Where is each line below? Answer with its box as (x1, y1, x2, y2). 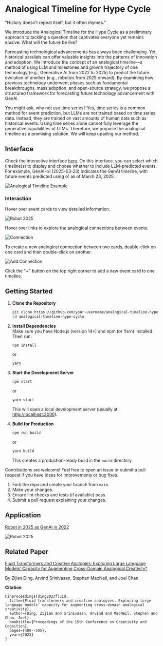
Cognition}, (5, 624, 29, 629)
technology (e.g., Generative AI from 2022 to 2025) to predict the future (5, 69, 149, 75)
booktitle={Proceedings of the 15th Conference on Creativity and (9, 620, 147, 625)
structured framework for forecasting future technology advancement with (5, 90, 155, 96)
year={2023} (9, 632, 34, 637)
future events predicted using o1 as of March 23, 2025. (5, 173, 115, 179)
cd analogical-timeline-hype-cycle (12, 314, 85, 319)
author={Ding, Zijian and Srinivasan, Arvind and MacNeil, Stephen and (9, 611, 158, 616)
